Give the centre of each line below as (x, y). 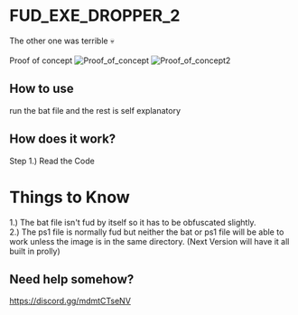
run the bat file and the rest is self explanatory (95, 110)
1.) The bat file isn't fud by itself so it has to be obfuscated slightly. (133, 222)
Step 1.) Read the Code (52, 161)
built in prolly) (35, 251)
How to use (42, 89)
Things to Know (70, 197)
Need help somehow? (72, 279)
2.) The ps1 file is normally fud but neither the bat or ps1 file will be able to (147, 232)
